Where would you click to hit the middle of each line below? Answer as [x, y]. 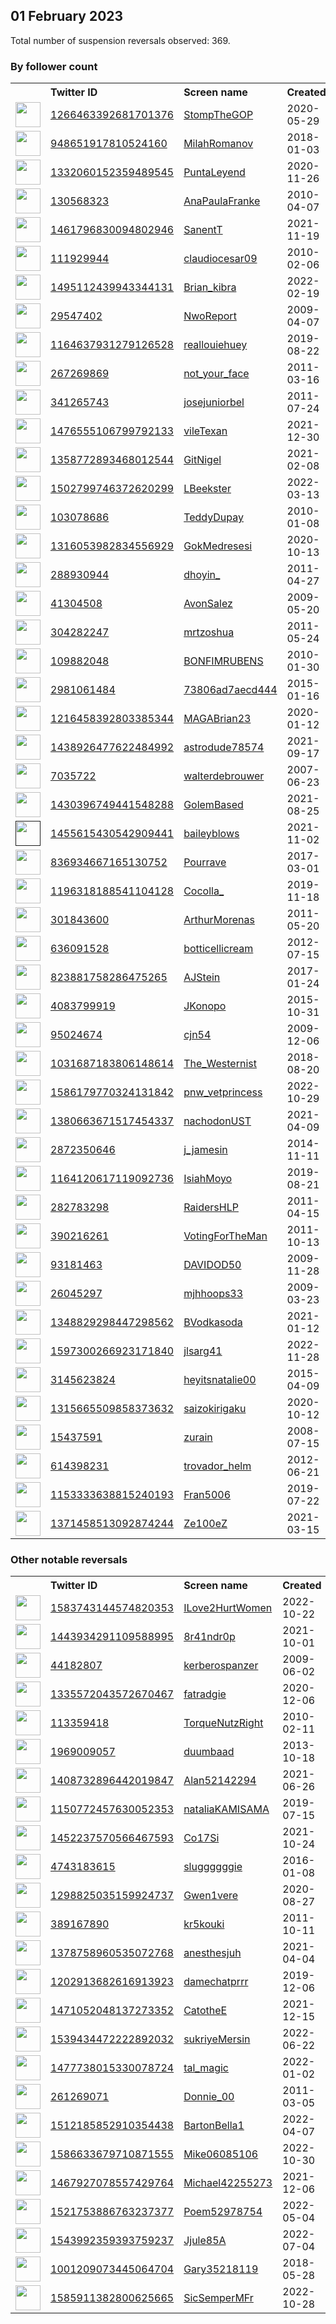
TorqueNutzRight [223, 1723]
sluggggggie [213, 1867]
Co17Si [201, 1838]
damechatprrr [216, 1982]
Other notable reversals [69, 1560]
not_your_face [216, 374]
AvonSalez [208, 604]
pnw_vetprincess [223, 1092]
